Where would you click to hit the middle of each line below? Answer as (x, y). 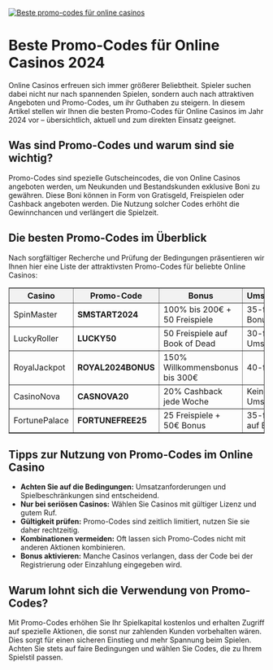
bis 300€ (181, 377)
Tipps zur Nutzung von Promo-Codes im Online (131, 455)
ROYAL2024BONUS (116, 367)
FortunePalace (41, 420)
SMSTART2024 (108, 314)
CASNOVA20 (103, 396)
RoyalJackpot (39, 367)
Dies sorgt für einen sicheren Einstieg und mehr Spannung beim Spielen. (130, 640)
